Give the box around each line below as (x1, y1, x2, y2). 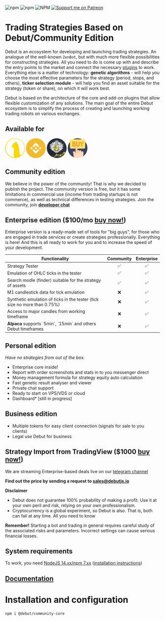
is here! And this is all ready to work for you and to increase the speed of (5, 240, 152, 245)
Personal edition (5, 342, 56, 350)
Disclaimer (5, 487, 28, 493)
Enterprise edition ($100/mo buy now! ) (5, 216, 126, 224)
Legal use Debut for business (12, 433, 72, 439)
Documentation (5, 574, 54, 583)
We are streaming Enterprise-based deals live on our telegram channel (5, 468, 148, 474)
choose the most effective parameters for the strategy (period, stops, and (5, 74, 154, 81)
